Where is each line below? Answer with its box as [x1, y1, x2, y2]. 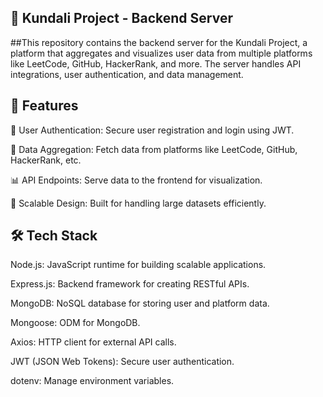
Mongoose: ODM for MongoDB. [10, 317, 141, 329]
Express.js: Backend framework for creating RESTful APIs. [10, 278, 250, 290]
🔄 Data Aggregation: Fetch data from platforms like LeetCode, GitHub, [10, 143, 298, 155]
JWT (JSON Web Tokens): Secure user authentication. [10, 356, 235, 368]
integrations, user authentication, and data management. [10, 68, 244, 80]
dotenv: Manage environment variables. [10, 375, 175, 387]
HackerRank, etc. [10, 154, 82, 166]
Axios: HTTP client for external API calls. [10, 336, 177, 348]
